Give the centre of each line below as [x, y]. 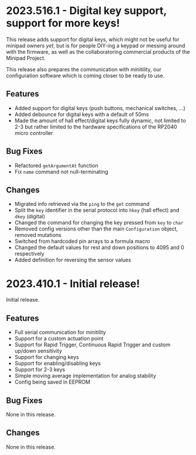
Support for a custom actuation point [59, 339]
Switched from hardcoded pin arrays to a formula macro [82, 242]
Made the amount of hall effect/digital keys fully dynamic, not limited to [100, 120]
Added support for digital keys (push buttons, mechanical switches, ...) [100, 108]
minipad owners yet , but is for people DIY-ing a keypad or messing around [96, 46]
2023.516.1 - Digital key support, [86, 11]
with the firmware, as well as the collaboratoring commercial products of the [98, 51]
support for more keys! [63, 23]
